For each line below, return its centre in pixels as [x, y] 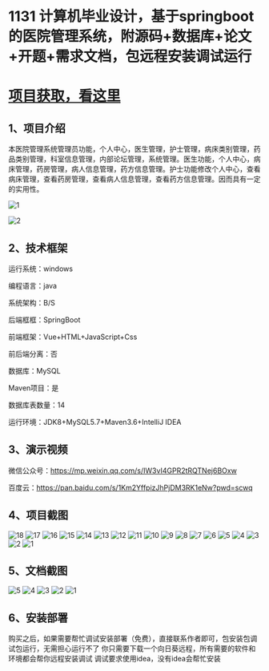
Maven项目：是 [34, 388]
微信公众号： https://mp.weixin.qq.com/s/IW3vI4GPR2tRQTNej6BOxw [123, 471]
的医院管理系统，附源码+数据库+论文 [130, 36]
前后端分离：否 [33, 354]
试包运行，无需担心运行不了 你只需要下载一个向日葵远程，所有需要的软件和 [132, 649]
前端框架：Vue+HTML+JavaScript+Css [73, 337]
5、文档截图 [38, 571]
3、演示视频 [38, 450]
